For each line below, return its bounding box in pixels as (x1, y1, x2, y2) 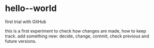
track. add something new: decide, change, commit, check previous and (5, 33, 149, 39)
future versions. (5, 38, 37, 44)
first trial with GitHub (5, 19, 46, 24)
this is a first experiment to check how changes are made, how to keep (5, 28, 146, 34)
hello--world (5, 3, 57, 14)
